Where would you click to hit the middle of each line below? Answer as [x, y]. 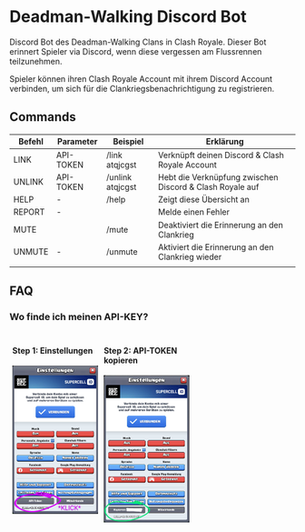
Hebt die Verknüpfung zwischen [218, 177]
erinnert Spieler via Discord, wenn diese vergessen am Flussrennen [136, 51]
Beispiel [128, 142]
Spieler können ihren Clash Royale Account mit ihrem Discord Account [141, 78]
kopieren [121, 360]
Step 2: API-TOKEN [141, 350]
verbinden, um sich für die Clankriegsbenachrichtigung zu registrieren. [142, 88]
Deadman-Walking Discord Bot [128, 17]
